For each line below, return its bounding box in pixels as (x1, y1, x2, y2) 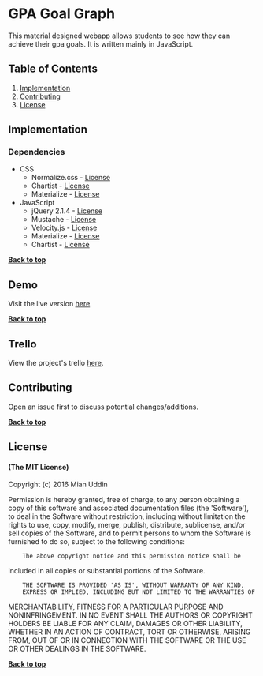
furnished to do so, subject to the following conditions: (8, 537, 185, 546)
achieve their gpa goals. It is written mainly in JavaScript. (8, 39, 194, 48)
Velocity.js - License (31, 223, 98, 233)
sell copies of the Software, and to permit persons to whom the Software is (8, 528, 252, 538)
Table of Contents (8, 62, 98, 76)
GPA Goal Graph (8, 5, 116, 23)
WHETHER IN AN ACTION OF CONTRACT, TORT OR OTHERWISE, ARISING (8, 627, 251, 637)
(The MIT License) (8, 462, 69, 471)
